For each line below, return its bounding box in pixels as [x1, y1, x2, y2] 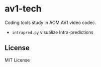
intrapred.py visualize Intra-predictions [11, 29, 94, 35]
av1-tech [4, 3, 42, 14]
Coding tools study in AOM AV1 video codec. [4, 19, 97, 25]
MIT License [4, 57, 30, 63]
